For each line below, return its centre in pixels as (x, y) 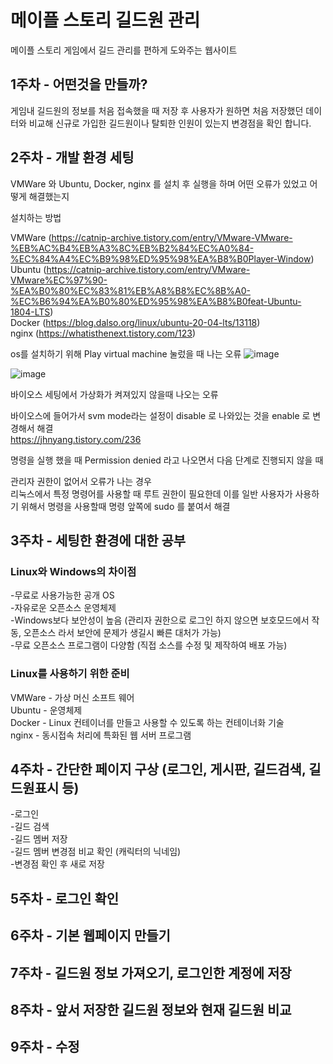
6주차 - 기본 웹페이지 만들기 (90, 936)
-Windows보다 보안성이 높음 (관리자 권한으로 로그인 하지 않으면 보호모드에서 (160, 620)
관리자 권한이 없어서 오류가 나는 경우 (81, 481)
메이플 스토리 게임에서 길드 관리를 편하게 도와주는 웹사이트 (124, 50)
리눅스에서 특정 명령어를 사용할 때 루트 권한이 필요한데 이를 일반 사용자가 (151, 493)
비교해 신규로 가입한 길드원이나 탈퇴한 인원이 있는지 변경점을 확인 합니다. (170, 123)
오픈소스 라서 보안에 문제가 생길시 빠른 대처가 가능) (122, 633)
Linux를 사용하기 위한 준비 (70, 674)
